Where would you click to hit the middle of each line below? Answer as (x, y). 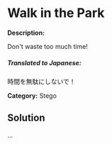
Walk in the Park (56, 13)
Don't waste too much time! (48, 46)
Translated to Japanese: (44, 62)
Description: (26, 33)
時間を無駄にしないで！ (41, 81)
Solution (26, 118)
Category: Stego (32, 95)
